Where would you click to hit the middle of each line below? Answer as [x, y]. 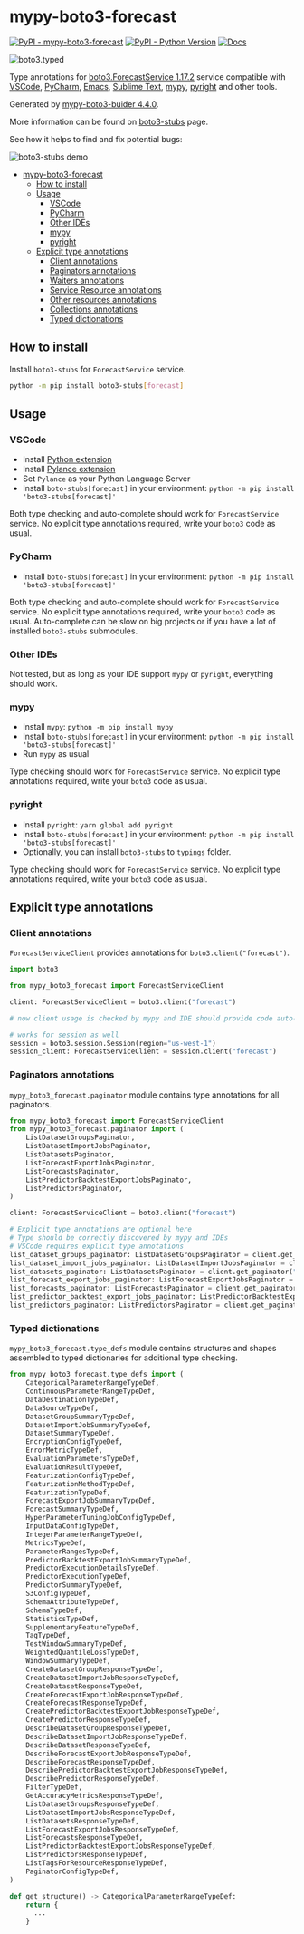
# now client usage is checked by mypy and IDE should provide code [141, 1018]
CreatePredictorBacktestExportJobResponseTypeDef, [123, 1712]
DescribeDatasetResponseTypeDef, [89, 1745]
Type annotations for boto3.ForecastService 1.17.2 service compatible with [148, 77]
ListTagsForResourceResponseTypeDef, [97, 1863]
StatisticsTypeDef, [62, 1619]
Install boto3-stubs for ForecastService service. [98, 369]
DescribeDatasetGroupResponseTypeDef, [99, 1728]
